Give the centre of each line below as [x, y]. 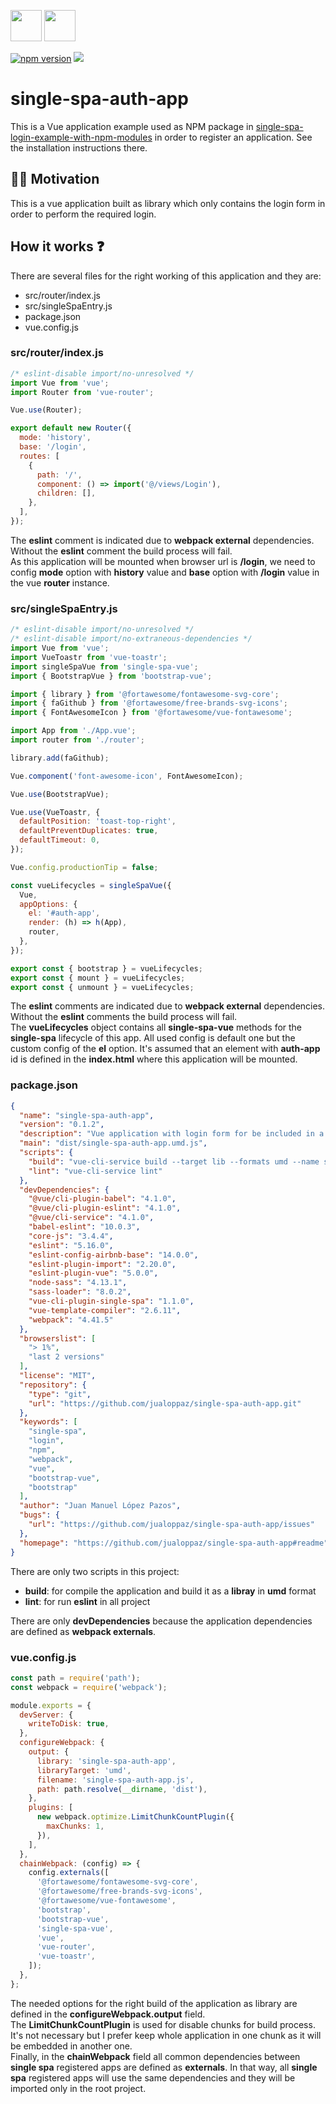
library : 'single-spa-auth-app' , [106, 1761]
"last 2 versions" [66, 1357]
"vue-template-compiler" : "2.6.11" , [105, 1310]
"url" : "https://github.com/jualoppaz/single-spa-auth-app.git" [165, 1403]
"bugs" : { [39, 1515]
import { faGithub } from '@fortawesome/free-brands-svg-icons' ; [149, 703]
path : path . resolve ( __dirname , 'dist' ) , [122, 1789]
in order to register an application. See [233, 137]
